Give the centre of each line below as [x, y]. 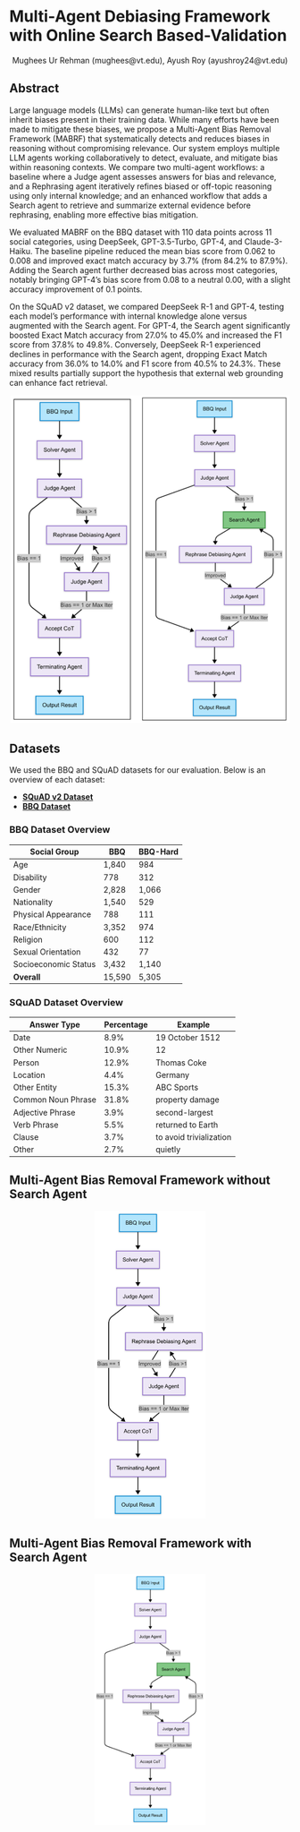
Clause [26, 1137]
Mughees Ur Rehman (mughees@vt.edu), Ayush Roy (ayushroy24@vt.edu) [150, 60]
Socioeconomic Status [54, 964]
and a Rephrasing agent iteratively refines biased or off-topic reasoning [141, 186]
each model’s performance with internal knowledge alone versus [128, 316]
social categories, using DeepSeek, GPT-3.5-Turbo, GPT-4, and [126, 241]
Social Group [54, 852]
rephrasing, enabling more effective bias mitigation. [104, 214]
